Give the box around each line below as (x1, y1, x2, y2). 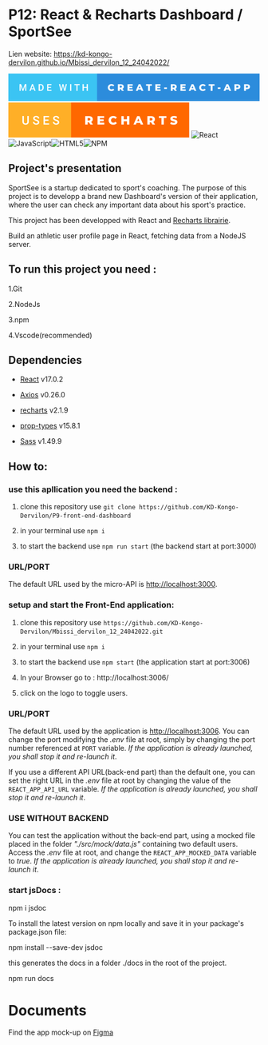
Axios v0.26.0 (19, 390, 65, 400)
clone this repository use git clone (19, 502, 136, 512)
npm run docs (8, 973, 54, 983)
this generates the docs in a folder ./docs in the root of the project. (8, 958, 227, 967)
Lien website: (8, 49, 53, 58)
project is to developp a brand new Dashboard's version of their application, (8, 191, 258, 201)
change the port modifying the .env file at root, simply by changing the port (8, 734, 255, 744)
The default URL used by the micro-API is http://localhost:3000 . (8, 580, 218, 589)
